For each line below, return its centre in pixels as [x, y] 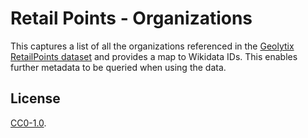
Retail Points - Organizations [131, 18]
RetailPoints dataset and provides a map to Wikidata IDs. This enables [154, 56]
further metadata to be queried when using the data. [118, 67]
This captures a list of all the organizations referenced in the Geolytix [152, 46]
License [35, 98]
